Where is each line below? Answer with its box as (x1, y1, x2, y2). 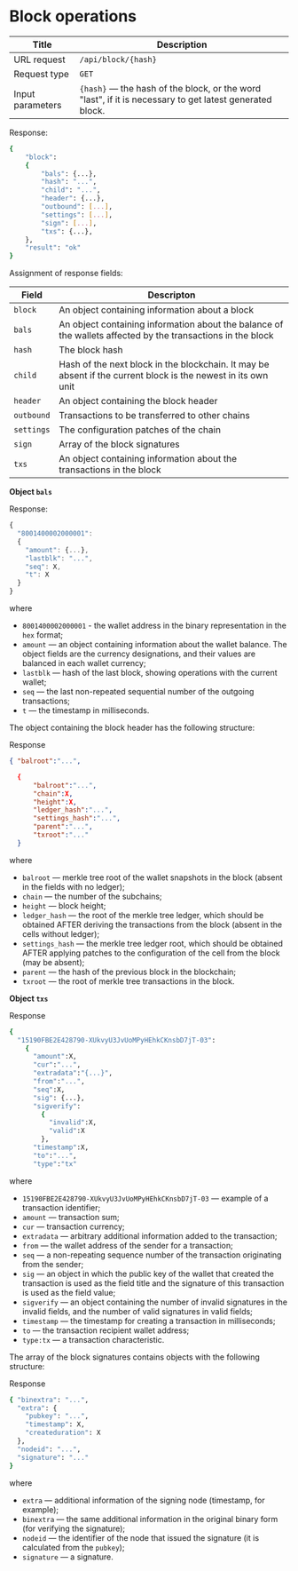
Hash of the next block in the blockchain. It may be (59, 358, 270, 370)
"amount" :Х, (32, 1052, 77, 1061)
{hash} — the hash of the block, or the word (79, 82, 262, 94)
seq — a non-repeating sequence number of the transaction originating (21, 1250, 282, 1260)
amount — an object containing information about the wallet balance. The (21, 639, 287, 650)
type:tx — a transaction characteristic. (21, 1334, 165, 1345)
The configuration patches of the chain (59, 424, 222, 436)
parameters (13, 99, 62, 111)
